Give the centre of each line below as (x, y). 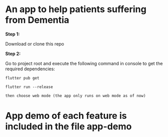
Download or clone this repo (35, 43)
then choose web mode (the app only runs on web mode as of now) (75, 96)
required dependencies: (30, 69)
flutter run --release (29, 87)
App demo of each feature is (66, 116)
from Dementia (37, 20)
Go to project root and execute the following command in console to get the (84, 63)
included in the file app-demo (69, 127)
